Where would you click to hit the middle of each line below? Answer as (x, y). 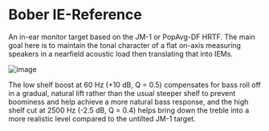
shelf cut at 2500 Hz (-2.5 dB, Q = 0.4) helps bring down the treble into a (129, 110)
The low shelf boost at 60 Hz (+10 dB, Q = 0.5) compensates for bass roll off (134, 85)
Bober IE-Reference (75, 15)
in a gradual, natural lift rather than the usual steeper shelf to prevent (122, 93)
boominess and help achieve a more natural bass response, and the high (128, 101)
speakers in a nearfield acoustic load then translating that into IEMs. (120, 54)
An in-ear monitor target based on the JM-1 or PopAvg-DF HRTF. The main (132, 37)
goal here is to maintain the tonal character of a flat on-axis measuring (124, 45)
